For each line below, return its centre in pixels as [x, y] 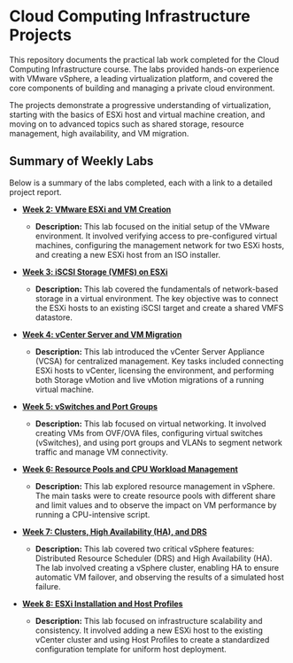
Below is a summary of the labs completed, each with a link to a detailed [141, 183]
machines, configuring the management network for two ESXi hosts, [160, 245]
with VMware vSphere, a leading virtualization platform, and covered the [141, 78]
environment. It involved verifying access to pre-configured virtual [156, 236]
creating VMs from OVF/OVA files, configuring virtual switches [149, 433]
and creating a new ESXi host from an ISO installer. [128, 254]
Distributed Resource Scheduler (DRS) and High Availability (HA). [154, 558]
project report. [35, 191]
